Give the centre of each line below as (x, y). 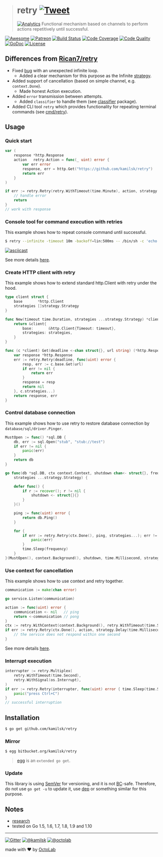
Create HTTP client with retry (40, 272)
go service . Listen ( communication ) (40, 599)
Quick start (19, 141)
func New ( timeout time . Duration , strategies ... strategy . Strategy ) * (77, 319)
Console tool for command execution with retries (64, 222)
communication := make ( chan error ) (41, 590)
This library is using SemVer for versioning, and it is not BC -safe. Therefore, (81, 784)
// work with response (28, 209)
